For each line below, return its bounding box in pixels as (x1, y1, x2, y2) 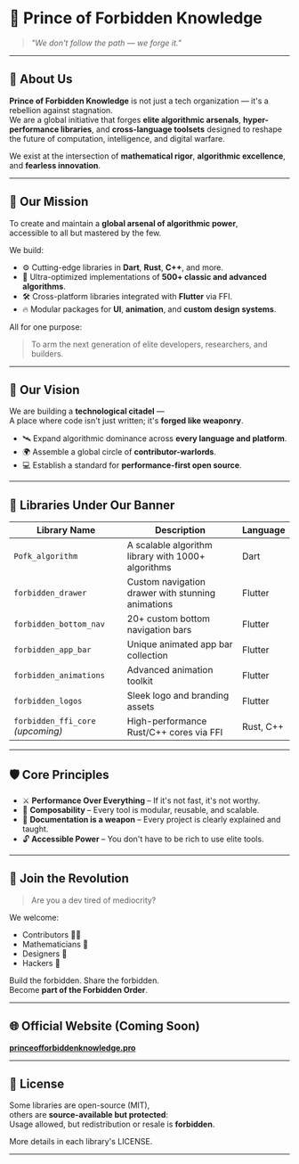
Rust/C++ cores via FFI (126, 726, 223, 739)
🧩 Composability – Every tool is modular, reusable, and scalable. (21, 805, 260, 815)
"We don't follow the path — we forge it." (30, 37, 182, 48)
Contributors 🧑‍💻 (21, 929, 82, 939)
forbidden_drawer (13, 588, 87, 598)
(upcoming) (13, 725, 63, 738)
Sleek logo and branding (126, 690, 230, 702)
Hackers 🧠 (21, 957, 61, 968)
